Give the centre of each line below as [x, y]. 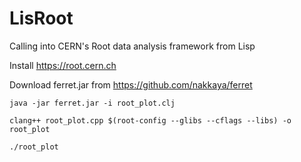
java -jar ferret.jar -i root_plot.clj [92, 103]
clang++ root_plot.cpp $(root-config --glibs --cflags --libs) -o [150, 120]
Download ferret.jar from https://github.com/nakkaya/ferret [131, 84]
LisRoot [41, 18]
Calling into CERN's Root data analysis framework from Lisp [132, 46]
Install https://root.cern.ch [63, 65]
